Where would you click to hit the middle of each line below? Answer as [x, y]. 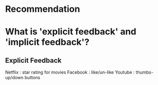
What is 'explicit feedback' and [71, 32]
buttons [33, 78]
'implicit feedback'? [47, 42]
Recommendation [43, 9]
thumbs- [145, 72]
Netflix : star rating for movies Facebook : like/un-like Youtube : [70, 72]
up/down [14, 78]
